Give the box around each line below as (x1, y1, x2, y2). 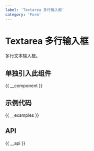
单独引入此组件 (5, 69, 51, 78)
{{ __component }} (5, 83, 43, 89)
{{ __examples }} (5, 112, 39, 118)
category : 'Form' (5, 12, 41, 17)
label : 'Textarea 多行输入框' (5, 7, 64, 13)
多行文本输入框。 (5, 53, 40, 59)
